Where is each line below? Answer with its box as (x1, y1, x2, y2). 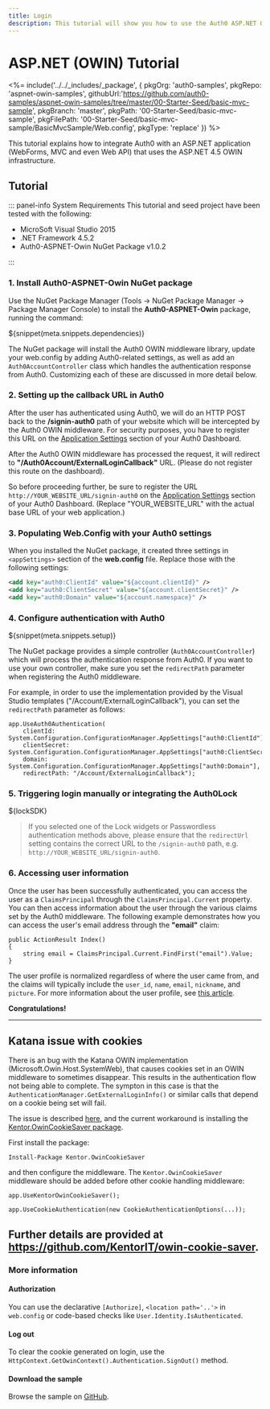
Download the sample (8, 1374, 83, 1383)
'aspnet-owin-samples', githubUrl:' (8, 89, 124, 99)
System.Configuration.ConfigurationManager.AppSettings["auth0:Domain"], (8, 762, 261, 770)
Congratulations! (8, 1003, 67, 1013)
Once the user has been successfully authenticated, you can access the (8, 885, 247, 895)
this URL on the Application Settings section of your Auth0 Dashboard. (8, 433, 242, 443)
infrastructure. (8, 156, 56, 166)
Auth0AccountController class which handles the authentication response (8, 361, 252, 371)
